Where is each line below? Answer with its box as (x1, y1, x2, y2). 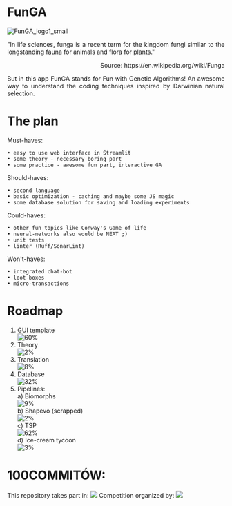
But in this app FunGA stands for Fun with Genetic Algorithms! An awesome (7, 74, 225, 83)
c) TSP (17, 421, 37, 429)
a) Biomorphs (17, 391, 57, 400)
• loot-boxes (7, 274, 45, 281)
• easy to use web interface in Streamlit (7, 149, 131, 156)
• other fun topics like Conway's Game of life (7, 224, 147, 231)
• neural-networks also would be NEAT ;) (7, 231, 128, 237)
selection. (7, 89, 35, 97)
